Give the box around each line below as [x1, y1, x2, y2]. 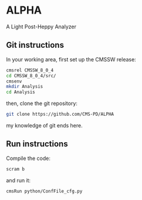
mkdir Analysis [6, 84, 43, 90]
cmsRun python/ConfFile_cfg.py [6, 188, 83, 194]
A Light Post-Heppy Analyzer [6, 23, 77, 30]
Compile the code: [6, 155, 51, 162]
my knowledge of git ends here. [6, 122, 83, 129]
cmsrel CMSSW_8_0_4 [6, 67, 54, 73]
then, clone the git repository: [6, 100, 78, 107]
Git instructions [6, 40, 65, 50]
